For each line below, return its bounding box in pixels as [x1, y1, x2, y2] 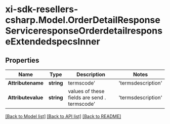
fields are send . [68, 94, 106, 101]
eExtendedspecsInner [5, 36, 100, 48]
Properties [5, 56, 39, 64]
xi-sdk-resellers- [5, 4, 78, 15]
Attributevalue [8, 94, 44, 101]
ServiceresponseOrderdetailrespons [5, 25, 163, 36]
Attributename [8, 79, 44, 87]
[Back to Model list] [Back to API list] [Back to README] [5, 113, 121, 119]
